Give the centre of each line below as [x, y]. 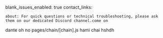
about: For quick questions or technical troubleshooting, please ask [82, 16]
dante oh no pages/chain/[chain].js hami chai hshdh [60, 30]
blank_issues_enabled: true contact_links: [49, 7]
